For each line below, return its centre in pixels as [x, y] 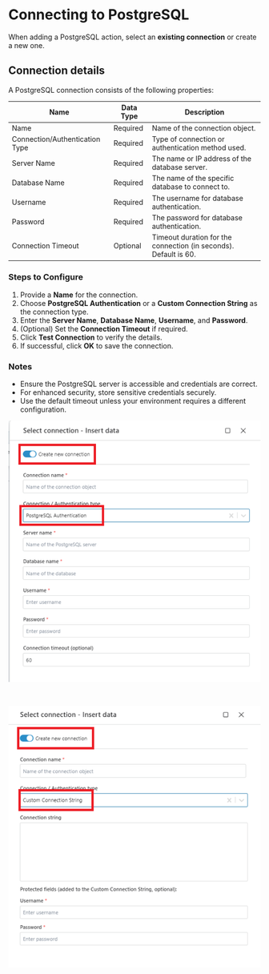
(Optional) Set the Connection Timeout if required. [104, 328]
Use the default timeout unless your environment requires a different [133, 401]
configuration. [43, 409]
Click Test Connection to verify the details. [91, 337]
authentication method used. [199, 147]
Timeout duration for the [192, 237]
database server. [180, 167]
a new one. [27, 45]
